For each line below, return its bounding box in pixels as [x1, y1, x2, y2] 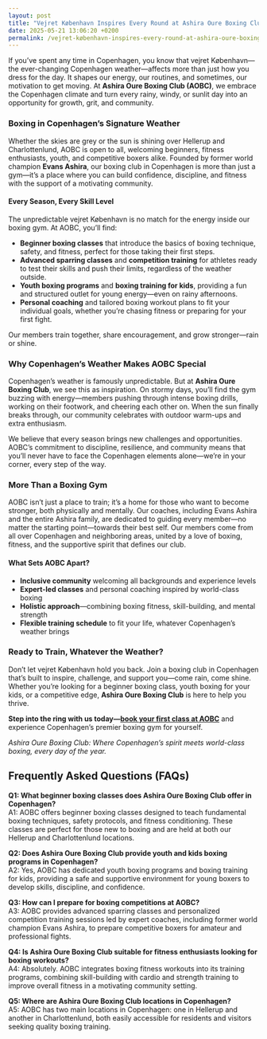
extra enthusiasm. [8, 419, 68, 429]
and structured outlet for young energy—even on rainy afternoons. [19, 288, 238, 299]
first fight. [19, 314, 52, 323]
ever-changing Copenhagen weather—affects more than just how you [20, 65, 250, 74]
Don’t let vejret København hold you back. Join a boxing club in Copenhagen [8, 665, 259, 674]
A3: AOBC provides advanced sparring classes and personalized [8, 906, 220, 915]
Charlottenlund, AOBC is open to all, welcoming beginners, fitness [8, 144, 225, 154]
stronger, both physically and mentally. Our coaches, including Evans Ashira [8, 506, 257, 516]
